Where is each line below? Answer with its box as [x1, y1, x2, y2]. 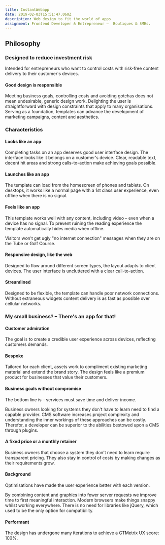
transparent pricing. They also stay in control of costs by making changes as [5, 455, 161, 461]
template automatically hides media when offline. [5, 225, 105, 231]
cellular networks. [5, 301, 42, 307]
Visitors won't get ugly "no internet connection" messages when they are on [5, 235, 160, 241]
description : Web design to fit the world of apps [5, 16, 111, 21]
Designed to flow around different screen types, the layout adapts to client [5, 262, 156, 268]
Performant [5, 519, 30, 525]
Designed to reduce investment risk [5, 54, 93, 61]
